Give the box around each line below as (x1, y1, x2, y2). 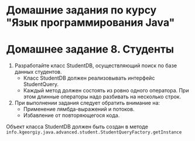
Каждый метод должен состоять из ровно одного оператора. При (23, 87, 189, 94)
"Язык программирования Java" (6, 16, 175, 29)
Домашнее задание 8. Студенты (6, 43, 175, 56)
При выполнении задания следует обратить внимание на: (14, 99, 160, 106)
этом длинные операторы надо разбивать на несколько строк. (23, 93, 182, 100)
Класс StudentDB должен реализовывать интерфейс (23, 74, 155, 82)
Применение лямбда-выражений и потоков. (23, 106, 135, 113)
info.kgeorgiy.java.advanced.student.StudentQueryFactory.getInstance (6, 129, 182, 135)
